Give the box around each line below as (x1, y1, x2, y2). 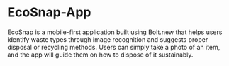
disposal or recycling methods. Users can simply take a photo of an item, (7, 43, 220, 51)
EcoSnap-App (7, 4, 91, 21)
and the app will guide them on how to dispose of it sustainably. (7, 50, 194, 59)
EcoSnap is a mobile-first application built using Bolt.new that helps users (7, 28, 223, 36)
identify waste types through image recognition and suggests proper (7, 35, 208, 43)
